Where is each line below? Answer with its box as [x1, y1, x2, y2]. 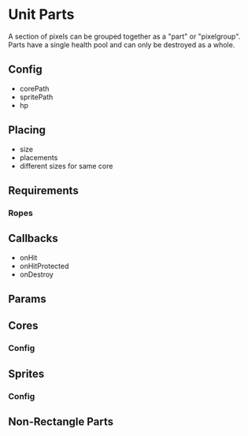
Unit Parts [8, 6, 75, 24]
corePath [19, 84, 50, 93]
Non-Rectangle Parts [8, 416, 114, 429]
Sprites [8, 367, 45, 380]
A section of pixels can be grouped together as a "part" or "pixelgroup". [8, 32, 241, 41]
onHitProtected [19, 261, 69, 270]
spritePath [19, 92, 54, 102]
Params [8, 293, 46, 306]
